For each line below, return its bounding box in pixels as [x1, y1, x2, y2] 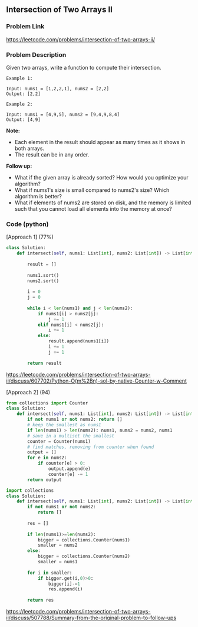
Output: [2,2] [6, 91, 41, 97]
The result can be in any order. [14, 151, 90, 158]
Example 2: [6, 101, 33, 107]
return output [27, 476, 62, 483]
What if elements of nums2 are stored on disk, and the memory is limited [14, 199, 192, 206]
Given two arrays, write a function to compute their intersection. [6, 64, 161, 71]
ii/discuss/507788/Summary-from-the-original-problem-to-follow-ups [6, 614, 177, 622]
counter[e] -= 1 [48, 471, 88, 477]
